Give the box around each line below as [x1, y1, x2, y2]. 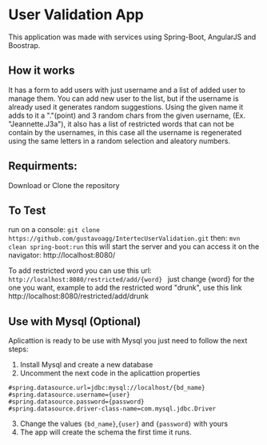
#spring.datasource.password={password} [8, 398, 145, 406]
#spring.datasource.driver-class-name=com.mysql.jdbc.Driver [8, 405, 217, 413]
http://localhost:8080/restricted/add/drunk [8, 291, 149, 301]
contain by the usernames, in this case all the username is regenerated [8, 127, 242, 137]
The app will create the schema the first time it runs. [19, 427, 192, 437]
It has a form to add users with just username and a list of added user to [8, 85, 245, 94]
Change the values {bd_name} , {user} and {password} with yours [19, 419, 229, 429]
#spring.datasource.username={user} [8, 391, 130, 399]
